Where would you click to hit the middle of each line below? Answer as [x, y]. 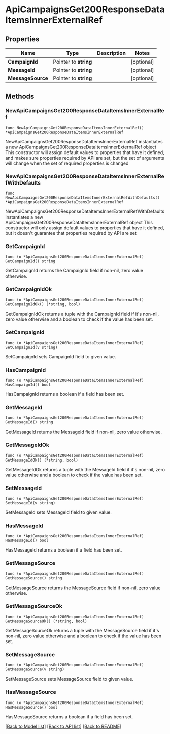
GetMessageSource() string [34, 578]
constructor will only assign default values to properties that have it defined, [85, 228]
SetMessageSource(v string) [35, 669]
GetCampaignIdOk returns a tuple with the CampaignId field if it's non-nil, [82, 314]
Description [111, 53]
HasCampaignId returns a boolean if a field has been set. [65, 394]
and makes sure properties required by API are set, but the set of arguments [85, 158]
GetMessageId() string [29, 422]
